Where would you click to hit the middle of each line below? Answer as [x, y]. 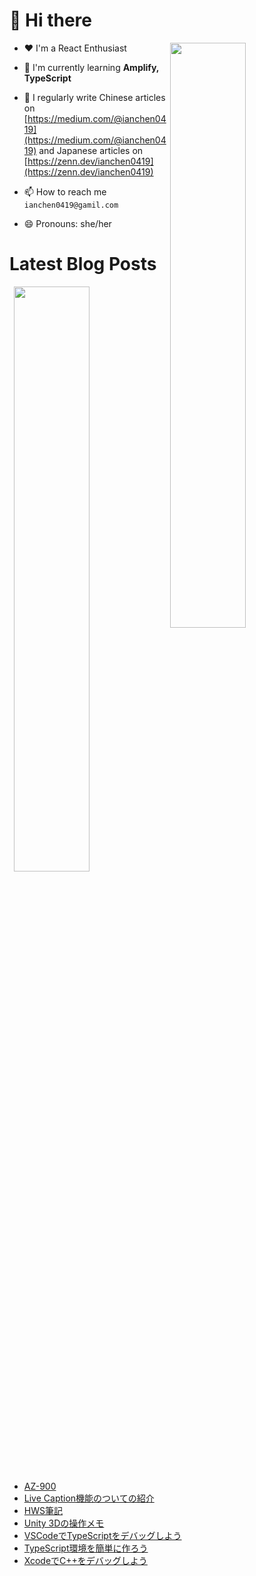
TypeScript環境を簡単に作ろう [86, 1548]
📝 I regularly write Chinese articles [94, 97]
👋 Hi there [50, 20]
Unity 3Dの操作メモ [64, 1523]
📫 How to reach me [65, 191]
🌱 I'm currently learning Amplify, [91, 67]
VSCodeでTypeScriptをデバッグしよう [102, 1535]
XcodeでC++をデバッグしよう [85, 1560]
